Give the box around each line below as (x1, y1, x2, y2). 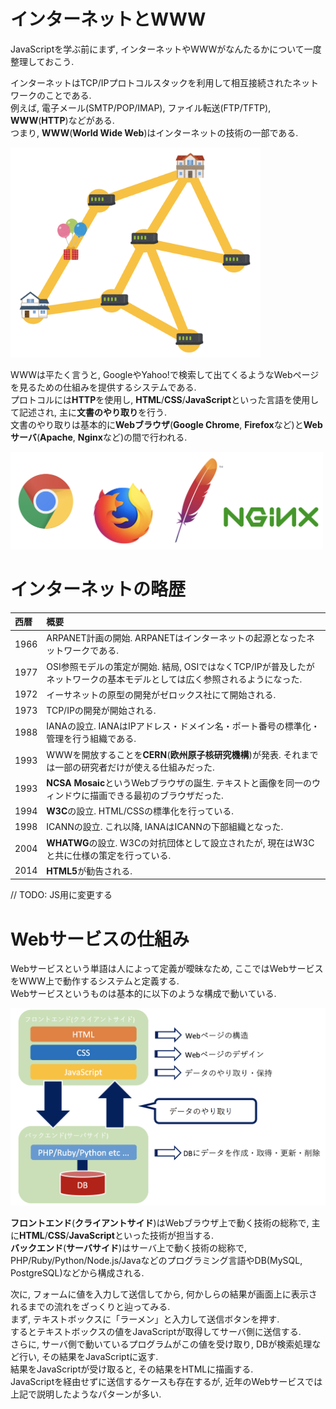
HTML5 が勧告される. (46, 865, 133, 877)
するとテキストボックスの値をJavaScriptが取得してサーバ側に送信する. (10, 1325, 302, 1337)
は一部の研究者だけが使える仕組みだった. (46, 761, 215, 773)
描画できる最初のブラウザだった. (89, 789, 224, 801)
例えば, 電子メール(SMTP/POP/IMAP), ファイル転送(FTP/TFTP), (10, 101, 272, 114)
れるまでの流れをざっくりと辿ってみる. (10, 1300, 171, 1312)
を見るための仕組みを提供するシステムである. (10, 381, 197, 393)
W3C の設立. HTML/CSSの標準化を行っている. (46, 805, 235, 817)
